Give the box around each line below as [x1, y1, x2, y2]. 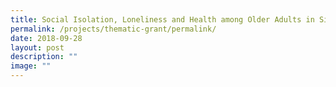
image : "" [10, 61, 52, 71]
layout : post [10, 42, 65, 53]
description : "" [10, 52, 78, 62]
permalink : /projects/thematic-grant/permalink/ [10, 24, 217, 34]
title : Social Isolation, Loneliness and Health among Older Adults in [10, 14, 315, 25]
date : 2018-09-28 [10, 33, 83, 43]
